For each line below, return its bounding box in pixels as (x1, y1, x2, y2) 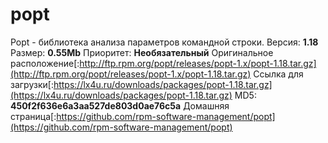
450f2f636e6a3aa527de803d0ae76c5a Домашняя (10, 99, 230, 112)
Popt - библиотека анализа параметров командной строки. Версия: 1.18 (10, 36, 319, 48)
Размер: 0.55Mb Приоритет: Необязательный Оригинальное (10, 46, 274, 58)
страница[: (10, 110, 57, 122)
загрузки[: (10, 78, 54, 90)
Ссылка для (253, 68, 304, 80)
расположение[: (10, 57, 80, 69)
